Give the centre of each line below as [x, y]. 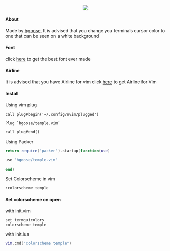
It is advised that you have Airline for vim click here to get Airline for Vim [81, 82]
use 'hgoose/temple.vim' [32, 160]
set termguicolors [25, 220]
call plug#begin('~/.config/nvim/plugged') [52, 114]
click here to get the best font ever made [48, 59]
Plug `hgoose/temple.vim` [33, 123]
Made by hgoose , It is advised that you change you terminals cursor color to [85, 31]
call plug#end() [22, 132]
